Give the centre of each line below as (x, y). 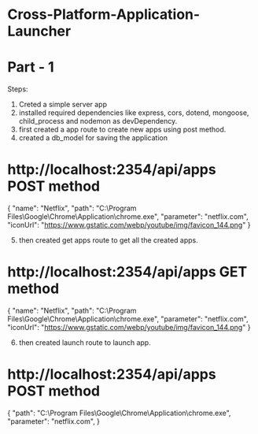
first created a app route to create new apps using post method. (122, 130)
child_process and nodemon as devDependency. (98, 121)
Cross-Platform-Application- (104, 15)
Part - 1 (31, 67)
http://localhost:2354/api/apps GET (127, 272)
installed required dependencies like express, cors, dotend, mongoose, (134, 113)
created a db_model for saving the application (93, 138)
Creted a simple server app (63, 105)
